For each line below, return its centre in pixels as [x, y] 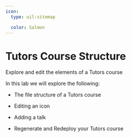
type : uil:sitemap [33, 17]
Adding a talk [30, 118]
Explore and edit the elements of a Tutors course [64, 72]
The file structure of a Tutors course [58, 95]
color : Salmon [28, 27]
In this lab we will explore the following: [53, 84]
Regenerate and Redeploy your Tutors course [69, 129]
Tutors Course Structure [66, 56]
